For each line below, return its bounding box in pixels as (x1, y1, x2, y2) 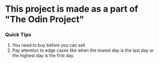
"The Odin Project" (5, 14, 85, 25)
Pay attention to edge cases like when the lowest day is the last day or (12, 47, 154, 53)
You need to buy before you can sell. (12, 42, 87, 48)
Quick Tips (5, 31, 32, 38)
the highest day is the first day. (12, 53, 75, 59)
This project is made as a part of (5, 3, 138, 15)
